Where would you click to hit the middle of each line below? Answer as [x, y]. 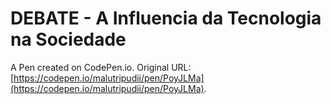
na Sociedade [68, 39]
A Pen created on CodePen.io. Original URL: [101, 67]
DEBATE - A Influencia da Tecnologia [166, 18]
